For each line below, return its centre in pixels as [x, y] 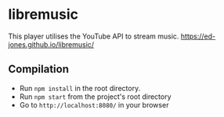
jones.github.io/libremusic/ [51, 44]
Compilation [38, 69]
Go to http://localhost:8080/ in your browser [94, 104]
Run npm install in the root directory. [80, 88]
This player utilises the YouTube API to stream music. [94, 36]
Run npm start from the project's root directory [95, 97]
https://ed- [198, 36]
